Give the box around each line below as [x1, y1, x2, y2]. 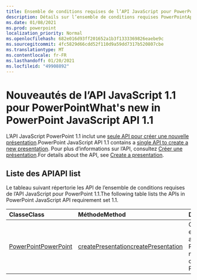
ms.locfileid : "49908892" [6, 63, 69, 69]
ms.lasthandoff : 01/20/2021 [6, 58, 75, 63]
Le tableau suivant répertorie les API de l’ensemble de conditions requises [6, 184, 185, 191]
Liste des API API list [6, 168, 81, 178]
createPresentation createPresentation [78, 242, 183, 251]
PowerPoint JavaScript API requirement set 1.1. [6, 197, 118, 204]
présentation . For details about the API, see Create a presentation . [6, 151, 164, 158]
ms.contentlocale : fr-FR [6, 52, 67, 58]
